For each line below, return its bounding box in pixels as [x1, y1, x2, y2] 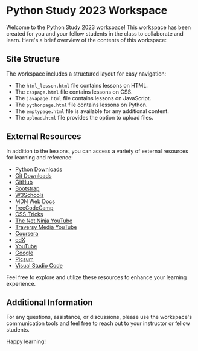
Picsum [14, 255, 34, 263]
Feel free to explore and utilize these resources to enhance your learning [6, 273, 187, 281]
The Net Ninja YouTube [14, 217, 73, 224]
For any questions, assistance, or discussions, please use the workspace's [6, 314, 192, 321]
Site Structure [6, 54, 60, 64]
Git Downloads [14, 172, 52, 179]
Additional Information [6, 297, 93, 308]
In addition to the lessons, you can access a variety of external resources [6, 147, 188, 155]
